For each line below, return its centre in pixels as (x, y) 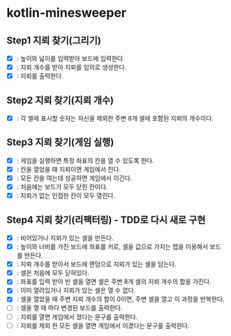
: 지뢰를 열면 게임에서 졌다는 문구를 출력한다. (77, 316)
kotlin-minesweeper (67, 13)
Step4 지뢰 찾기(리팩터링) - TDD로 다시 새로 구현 (106, 220)
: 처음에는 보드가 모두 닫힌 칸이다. (62, 187)
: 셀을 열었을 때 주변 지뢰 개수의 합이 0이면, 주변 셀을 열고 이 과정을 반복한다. (120, 299)
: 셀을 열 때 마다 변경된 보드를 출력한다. (69, 308)
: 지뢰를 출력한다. (40, 76)
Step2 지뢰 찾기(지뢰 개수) (60, 100)
